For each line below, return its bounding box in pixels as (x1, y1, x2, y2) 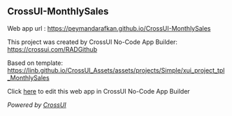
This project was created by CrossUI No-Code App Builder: (7, 38, 178, 46)
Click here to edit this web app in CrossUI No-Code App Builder (7, 87, 190, 95)
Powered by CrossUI (7, 101, 66, 109)
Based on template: (7, 59, 64, 67)
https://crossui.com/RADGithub (7, 45, 98, 53)
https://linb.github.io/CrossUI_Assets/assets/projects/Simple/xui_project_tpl (7, 66, 225, 74)
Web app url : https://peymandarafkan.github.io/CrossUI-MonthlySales (7, 24, 211, 32)
